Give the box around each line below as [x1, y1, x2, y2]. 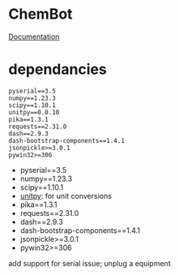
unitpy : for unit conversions [19, 191, 112, 201]
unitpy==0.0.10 [8, 108, 60, 116]
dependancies [8, 60, 107, 79]
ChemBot [8, 5, 73, 24]
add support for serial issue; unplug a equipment [8, 258, 172, 268]
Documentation [8, 32, 60, 41]
